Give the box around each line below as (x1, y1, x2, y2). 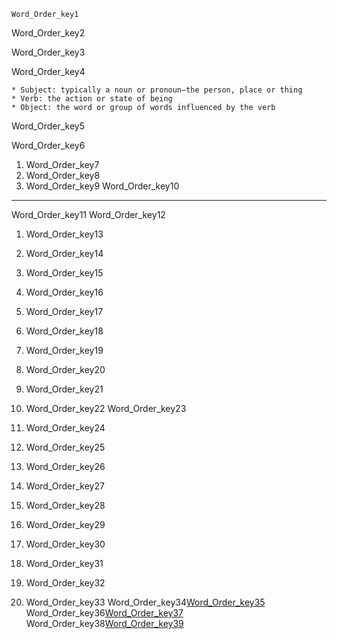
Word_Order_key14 (25, 248, 104, 259)
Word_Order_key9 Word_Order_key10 (25, 180, 180, 192)
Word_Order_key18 (25, 325, 104, 337)
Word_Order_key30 (25, 538, 106, 550)
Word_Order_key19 (25, 345, 104, 356)
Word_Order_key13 (25, 228, 104, 240)
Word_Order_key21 (25, 383, 104, 395)
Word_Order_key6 (11, 140, 86, 151)
